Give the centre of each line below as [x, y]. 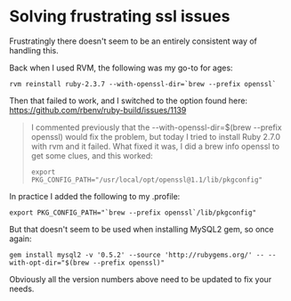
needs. [22, 289]
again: [21, 239]
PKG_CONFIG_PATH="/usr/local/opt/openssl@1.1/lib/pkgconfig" [147, 180]
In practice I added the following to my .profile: [95, 196]
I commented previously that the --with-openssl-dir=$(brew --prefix [156, 127]
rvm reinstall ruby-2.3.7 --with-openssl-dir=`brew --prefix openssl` [143, 84]
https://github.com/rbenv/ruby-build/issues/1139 [98, 110]
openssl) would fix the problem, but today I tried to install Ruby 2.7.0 [156, 136]
